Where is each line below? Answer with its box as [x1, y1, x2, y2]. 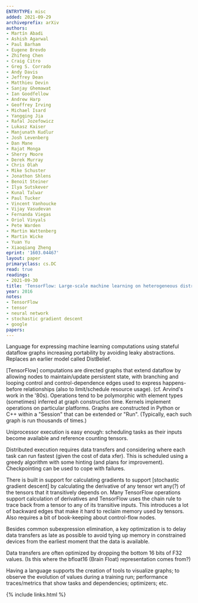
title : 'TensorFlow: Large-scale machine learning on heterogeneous [6, 283, 178, 289]
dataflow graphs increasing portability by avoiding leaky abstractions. [6, 349, 176, 356]
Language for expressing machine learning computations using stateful [6, 343, 179, 350]
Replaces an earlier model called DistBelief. [6, 355, 111, 363]
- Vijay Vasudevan [6, 206, 51, 212]
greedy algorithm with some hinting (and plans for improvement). [6, 458, 164, 466]
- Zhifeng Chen [6, 53, 44, 58]
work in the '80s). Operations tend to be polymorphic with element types [6, 392, 183, 399]
